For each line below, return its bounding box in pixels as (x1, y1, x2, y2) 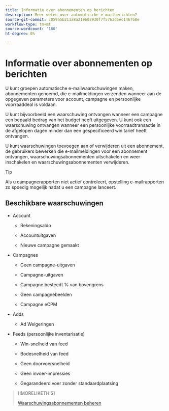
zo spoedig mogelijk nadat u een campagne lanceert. (5, 184, 117, 190)
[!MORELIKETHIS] (17, 390, 55, 396)
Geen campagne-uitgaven (20, 262, 75, 268)
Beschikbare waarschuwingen (5, 199, 104, 208)
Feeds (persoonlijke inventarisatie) (12, 331, 85, 337)
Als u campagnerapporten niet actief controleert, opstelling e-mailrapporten (5, 179, 164, 185)
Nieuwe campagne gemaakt (20, 242, 80, 248)
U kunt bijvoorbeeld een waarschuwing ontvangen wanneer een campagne (5, 111, 163, 117)
